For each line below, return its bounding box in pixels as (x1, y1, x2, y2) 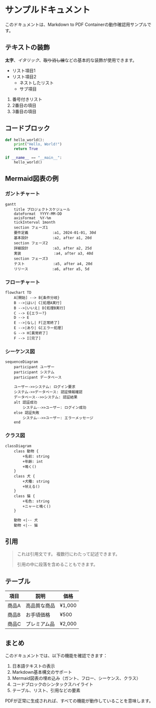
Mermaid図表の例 (5, 174, 59, 183)
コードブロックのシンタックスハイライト (12, 681, 94, 687)
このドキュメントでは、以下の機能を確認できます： (5, 652, 108, 658)
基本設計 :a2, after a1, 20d (14, 235, 92, 240)
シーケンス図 (5, 348, 35, 354)
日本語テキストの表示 (12, 663, 55, 669)
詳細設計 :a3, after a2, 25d (14, 246, 92, 250)
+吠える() (22, 484, 40, 489)
